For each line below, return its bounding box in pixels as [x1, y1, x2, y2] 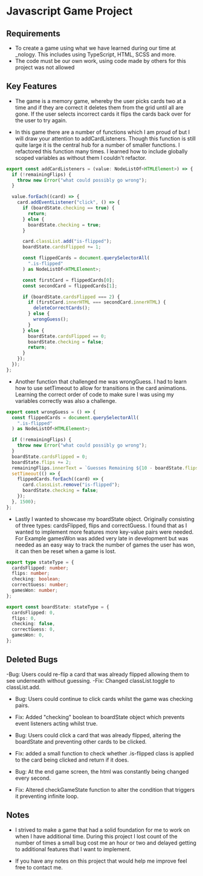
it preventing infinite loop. [14, 792, 79, 800]
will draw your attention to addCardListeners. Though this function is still [14, 134, 196, 142]
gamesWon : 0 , [11, 632, 45, 639]
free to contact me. [14, 863, 63, 871]
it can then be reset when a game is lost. [14, 547, 117, 555]
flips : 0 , [11, 615, 36, 622]
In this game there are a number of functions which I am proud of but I [14, 128, 190, 136]
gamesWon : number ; [11, 588, 59, 594]
